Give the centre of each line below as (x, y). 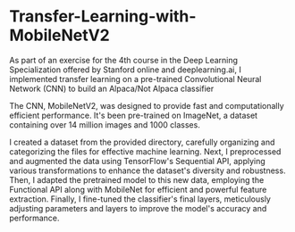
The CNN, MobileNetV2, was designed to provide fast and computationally (147, 105)
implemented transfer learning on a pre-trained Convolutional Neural (135, 79)
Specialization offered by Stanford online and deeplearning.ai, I (125, 70)
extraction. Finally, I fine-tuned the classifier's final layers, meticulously (140, 199)
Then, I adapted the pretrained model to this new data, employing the (137, 179)
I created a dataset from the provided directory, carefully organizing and (142, 142)
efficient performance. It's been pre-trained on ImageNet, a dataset (133, 115)
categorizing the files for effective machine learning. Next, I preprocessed (145, 151)
